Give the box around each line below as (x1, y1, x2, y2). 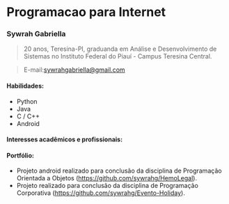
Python (16, 97, 38, 105)
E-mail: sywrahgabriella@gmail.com (23, 65, 126, 74)
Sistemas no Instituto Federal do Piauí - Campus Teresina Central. (23, 52, 212, 61)
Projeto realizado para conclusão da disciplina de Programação (16, 182, 199, 190)
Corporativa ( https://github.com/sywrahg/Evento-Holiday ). (16, 189, 185, 197)
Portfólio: (6, 151, 34, 159)
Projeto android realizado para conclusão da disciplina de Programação (16, 166, 222, 175)
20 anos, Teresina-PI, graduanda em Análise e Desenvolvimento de (23, 45, 217, 53)
